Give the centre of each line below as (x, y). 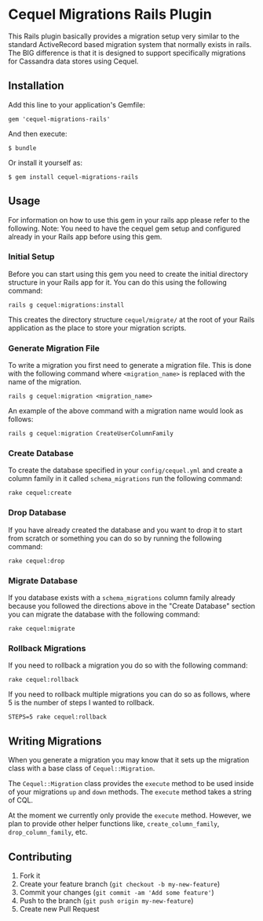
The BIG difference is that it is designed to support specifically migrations (127, 53)
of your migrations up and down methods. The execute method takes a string (130, 792)
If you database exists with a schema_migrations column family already (122, 598)
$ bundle (22, 148)
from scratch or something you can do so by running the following (115, 538)
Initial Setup (31, 257)
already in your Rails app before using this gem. (85, 236)
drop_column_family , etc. (48, 832)
